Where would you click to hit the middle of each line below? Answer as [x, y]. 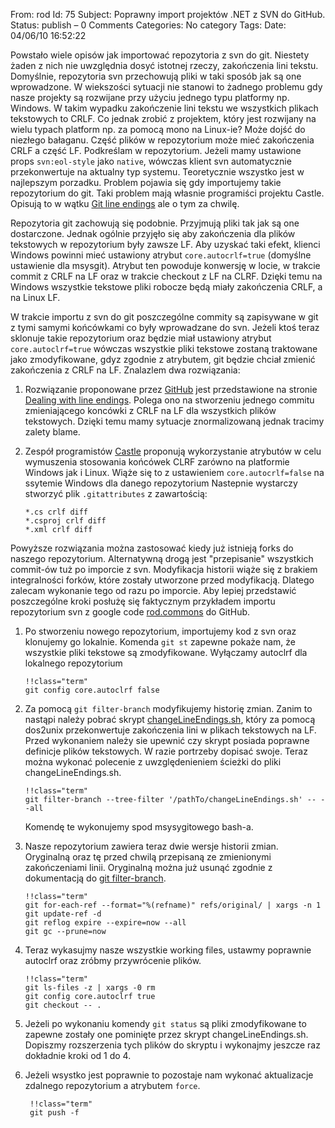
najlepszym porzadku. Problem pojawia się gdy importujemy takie [146, 182]
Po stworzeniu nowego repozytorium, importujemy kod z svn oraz [160, 631]
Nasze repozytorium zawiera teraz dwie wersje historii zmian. [151, 846]
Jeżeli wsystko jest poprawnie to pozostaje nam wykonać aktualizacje [169, 1075]
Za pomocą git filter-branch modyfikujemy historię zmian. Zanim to [168, 708]
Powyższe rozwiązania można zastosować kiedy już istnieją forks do [152, 548]
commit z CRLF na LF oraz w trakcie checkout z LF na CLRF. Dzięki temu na [166, 276]
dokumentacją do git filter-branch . [95, 878]
